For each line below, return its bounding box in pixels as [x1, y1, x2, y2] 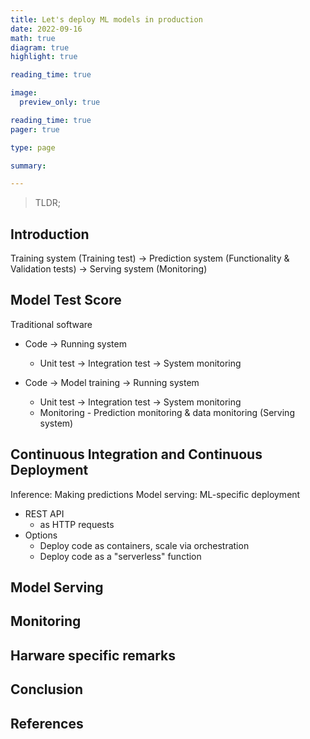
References [10, 715, 84, 732]
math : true [10, 33, 56, 43]
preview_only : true [19, 97, 101, 107]
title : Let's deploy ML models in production [10, 14, 203, 25]
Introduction [10, 226, 90, 243]
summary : [10, 161, 47, 171]
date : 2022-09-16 [10, 24, 83, 34]
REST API [24, 507, 65, 520]
